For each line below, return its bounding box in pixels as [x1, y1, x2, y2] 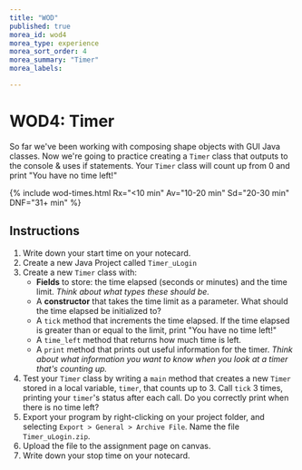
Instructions [9, 223, 80, 239]
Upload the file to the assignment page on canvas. [22, 440, 211, 451]
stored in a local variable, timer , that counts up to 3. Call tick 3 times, [22, 382, 284, 393]
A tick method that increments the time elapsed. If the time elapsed [35, 315, 290, 326]
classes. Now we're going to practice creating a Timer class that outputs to [9, 151, 288, 162]
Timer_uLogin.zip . [22, 430, 91, 441]
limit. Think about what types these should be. [35, 286, 210, 297]
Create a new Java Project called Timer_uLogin [22, 257, 198, 268]
